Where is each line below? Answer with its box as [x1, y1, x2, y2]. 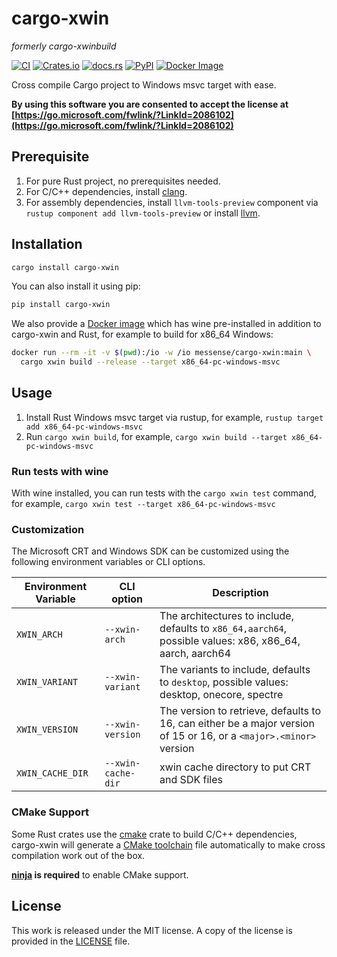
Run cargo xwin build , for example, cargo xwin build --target [25, 430, 288, 442]
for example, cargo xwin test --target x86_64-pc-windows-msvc [11, 498, 276, 510]
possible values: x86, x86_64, [159, 634, 301, 648]
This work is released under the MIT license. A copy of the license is [11, 924, 293, 936]
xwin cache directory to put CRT [159, 760, 312, 774]
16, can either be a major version [159, 717, 315, 731]
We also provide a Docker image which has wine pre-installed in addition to [11, 318, 322, 330]
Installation [11, 236, 83, 253]
